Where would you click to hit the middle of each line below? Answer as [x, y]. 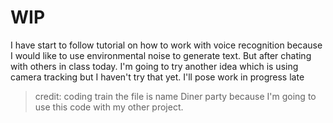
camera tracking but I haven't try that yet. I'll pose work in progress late [157, 77]
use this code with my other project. [109, 107]
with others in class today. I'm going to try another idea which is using [154, 66]
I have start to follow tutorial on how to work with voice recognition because [166, 45]
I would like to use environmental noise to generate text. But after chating [161, 55]
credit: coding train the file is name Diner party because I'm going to [175, 96]
